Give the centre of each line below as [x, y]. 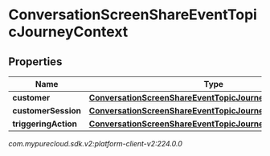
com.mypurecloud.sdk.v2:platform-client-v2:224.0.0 [96, 144]
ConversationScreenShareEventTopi [133, 15]
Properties [35, 62]
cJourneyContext [68, 32]
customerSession [47, 111]
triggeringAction [45, 124]
